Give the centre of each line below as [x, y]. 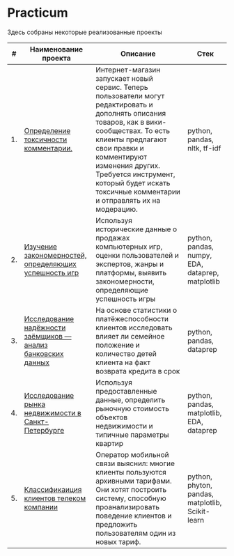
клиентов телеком [55, 498]
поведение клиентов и [133, 516]
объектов [111, 417]
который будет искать [133, 183]
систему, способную [131, 498]
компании [41, 507]
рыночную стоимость [132, 408]
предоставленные [126, 391]
